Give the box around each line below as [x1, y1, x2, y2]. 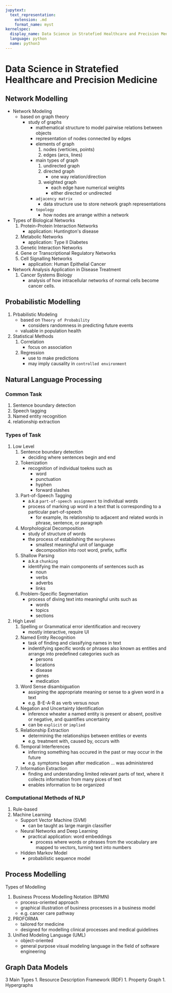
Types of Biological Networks [12, 217, 75, 223]
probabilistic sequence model [28, 855, 91, 861]
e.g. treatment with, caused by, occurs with [28, 738, 120, 744]
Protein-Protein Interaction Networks [20, 222, 98, 229]
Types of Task [5, 432, 41, 439]
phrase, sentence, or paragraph [35, 519, 103, 526]
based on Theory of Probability [20, 316, 90, 323]
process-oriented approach [20, 899, 79, 905]
